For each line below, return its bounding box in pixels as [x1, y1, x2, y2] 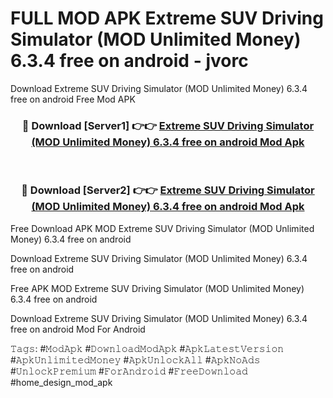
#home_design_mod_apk [10, 376, 113, 388]
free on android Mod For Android [10, 323, 146, 335]
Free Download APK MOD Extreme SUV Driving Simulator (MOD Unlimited [10, 222, 315, 234]
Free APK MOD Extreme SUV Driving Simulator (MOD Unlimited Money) [10, 282, 305, 294]
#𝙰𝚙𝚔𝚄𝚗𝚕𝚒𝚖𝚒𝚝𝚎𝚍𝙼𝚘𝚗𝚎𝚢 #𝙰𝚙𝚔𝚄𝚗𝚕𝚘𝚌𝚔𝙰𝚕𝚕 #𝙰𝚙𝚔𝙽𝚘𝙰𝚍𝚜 [10, 353, 261, 366]
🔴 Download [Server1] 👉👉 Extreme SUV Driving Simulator [21, 118, 315, 132]
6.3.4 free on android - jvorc [10, 50, 249, 72]
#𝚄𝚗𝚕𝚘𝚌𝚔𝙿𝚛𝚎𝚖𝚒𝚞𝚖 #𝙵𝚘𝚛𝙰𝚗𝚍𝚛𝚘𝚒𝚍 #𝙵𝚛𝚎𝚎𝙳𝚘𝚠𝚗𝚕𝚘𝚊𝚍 [10, 365, 248, 377]
